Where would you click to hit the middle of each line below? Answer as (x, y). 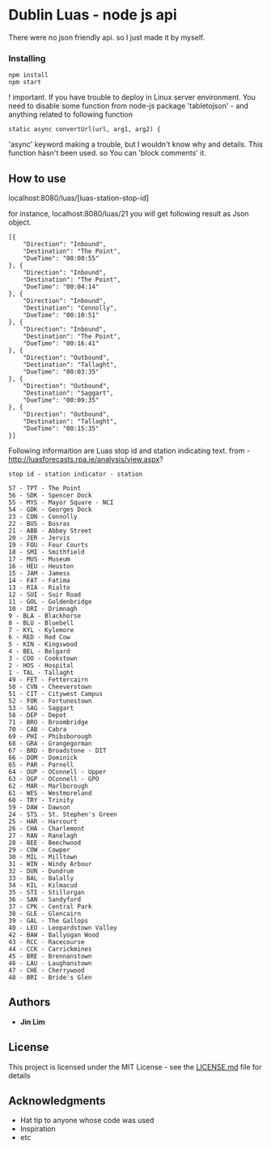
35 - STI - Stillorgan (47, 893)
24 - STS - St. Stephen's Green (63, 815)
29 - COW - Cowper (39, 850)
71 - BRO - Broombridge (49, 723)
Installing (27, 58)
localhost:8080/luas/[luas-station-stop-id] (79, 198)
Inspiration (38, 1129)
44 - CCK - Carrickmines (50, 950)
